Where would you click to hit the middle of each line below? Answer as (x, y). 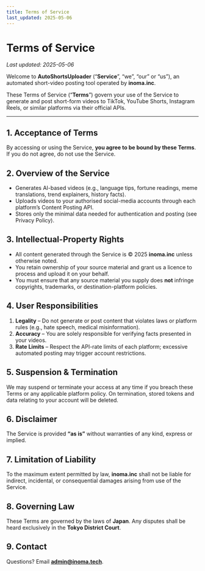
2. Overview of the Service (58, 173)
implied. (16, 440)
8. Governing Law (41, 507)
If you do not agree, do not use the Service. (61, 154)
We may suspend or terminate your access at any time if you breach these (100, 387)
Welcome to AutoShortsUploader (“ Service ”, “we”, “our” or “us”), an (93, 76)
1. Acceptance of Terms (52, 133)
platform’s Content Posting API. (54, 208)
